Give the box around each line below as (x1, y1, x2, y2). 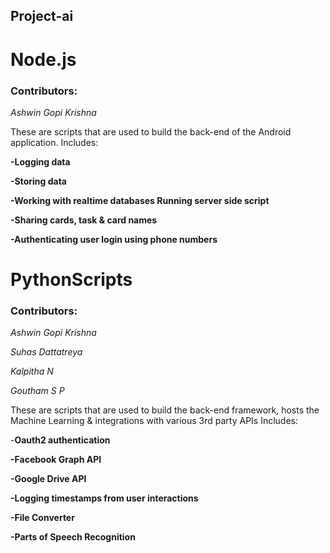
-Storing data (10, 175, 68, 187)
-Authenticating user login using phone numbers (10, 233, 218, 245)
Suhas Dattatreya (10, 346, 83, 358)
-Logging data (10, 155, 71, 168)
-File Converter (10, 512, 75, 524)
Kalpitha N (10, 365, 54, 378)
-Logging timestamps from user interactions (10, 492, 199, 504)
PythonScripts (10, 269, 133, 291)
